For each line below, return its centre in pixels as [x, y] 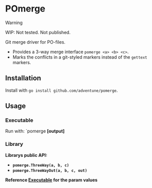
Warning [14, 23]
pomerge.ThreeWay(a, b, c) [41, 165]
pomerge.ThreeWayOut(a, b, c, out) [50, 170]
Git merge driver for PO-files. [35, 42]
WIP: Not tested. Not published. [38, 32]
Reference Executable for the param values [51, 180]
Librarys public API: [26, 155]
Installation [23, 78]
